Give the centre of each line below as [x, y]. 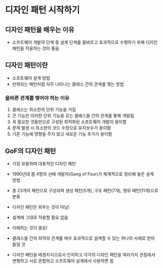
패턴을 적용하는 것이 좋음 [36, 48]
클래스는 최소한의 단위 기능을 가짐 [44, 110]
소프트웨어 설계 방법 [31, 78]
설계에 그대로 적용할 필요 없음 [40, 217]
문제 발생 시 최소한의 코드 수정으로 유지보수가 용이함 [61, 128]
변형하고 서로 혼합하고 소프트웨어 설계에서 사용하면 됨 [63, 261]
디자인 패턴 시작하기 [43, 10]
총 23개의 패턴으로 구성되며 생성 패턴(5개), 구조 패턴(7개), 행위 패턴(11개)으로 [85, 190]
